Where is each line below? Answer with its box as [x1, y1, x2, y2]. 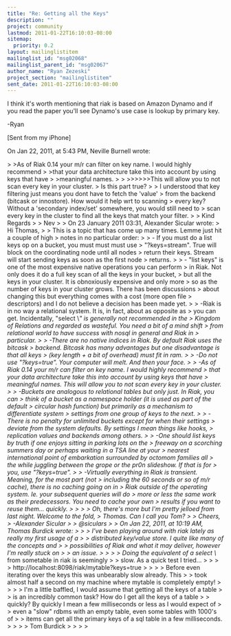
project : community [7, 23, 63, 30]
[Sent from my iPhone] [7, 134, 71, 142]
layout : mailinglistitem [7, 49, 78, 56]
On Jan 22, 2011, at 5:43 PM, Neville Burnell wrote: [7, 147, 151, 155]
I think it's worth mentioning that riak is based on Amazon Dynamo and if [7, 99, 213, 108]
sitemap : [7, 36, 32, 43]
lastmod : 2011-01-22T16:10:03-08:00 [7, 29, 112, 37]
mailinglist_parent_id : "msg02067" [7, 61, 109, 68]
